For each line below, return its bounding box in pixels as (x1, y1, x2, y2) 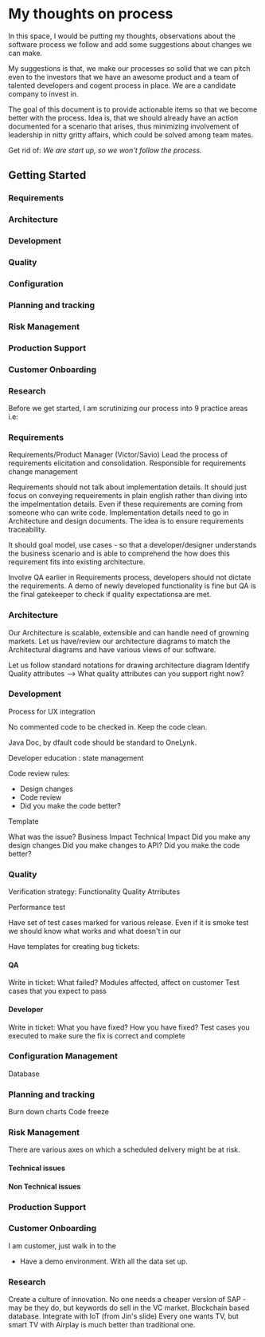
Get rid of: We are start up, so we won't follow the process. (8, 145, 202, 155)
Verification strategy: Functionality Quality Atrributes (8, 887, 181, 896)
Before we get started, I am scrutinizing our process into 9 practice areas (8, 403, 248, 413)
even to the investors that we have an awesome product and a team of (8, 72, 240, 81)
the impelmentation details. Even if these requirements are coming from (8, 500, 244, 509)
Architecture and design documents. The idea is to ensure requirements (8, 516, 244, 526)
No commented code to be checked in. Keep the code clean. (8, 722, 208, 731)
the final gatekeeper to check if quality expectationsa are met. (8, 590, 212, 599)
